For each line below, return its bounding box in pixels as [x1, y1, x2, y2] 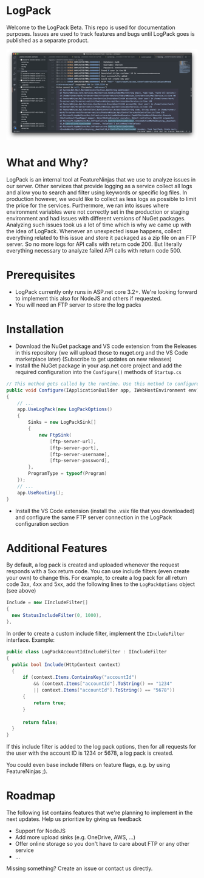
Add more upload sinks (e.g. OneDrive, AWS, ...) [15, 834, 135, 841]
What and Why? [6, 156, 89, 170]
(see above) [6, 587, 36, 594]
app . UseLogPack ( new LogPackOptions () [17, 406, 113, 413]
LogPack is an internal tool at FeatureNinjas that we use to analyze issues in [6, 176, 196, 183]
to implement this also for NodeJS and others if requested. [15, 294, 162, 302]
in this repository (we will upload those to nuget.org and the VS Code [15, 349, 188, 356]
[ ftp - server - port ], [49, 444, 99, 451]
